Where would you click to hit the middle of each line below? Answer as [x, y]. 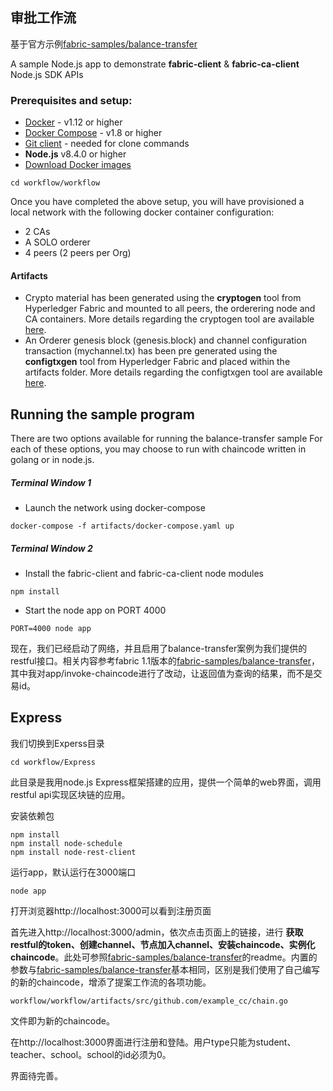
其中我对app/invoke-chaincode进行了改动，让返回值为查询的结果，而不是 [162, 674]
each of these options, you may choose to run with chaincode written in [158, 449]
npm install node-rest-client [73, 852]
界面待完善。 [36, 1075]
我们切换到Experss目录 [57, 743]
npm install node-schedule [66, 843]
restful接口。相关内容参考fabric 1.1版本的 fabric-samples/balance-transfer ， [165, 661]
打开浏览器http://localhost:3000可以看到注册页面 [111, 910]
